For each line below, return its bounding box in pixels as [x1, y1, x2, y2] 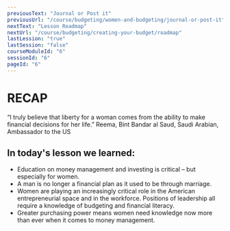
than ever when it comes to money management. [16, 216, 155, 224]
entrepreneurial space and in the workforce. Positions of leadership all [16, 194, 216, 202]
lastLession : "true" [7, 36, 66, 42]
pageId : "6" [7, 61, 41, 68]
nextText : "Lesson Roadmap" [7, 23, 88, 29]
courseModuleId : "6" [7, 49, 66, 55]
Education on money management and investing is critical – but [16, 165, 196, 174]
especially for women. [16, 172, 80, 181]
